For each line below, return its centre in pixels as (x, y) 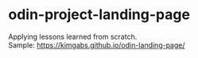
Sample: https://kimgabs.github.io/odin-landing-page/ (97, 44)
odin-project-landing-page (99, 15)
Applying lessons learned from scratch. (73, 37)
